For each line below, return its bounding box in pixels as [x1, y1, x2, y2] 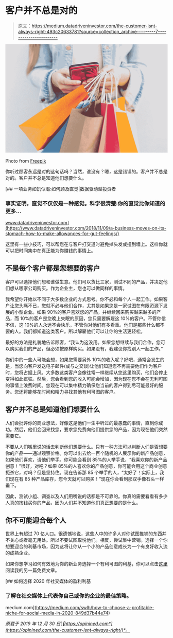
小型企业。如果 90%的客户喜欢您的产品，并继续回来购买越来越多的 [14, 309, 157, 315]
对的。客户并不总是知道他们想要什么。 [5, 174, 86, 181]
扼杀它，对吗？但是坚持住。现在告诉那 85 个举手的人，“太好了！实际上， [5, 469, 160, 475]
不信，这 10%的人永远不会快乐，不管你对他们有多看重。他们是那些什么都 [5, 322, 161, 328]
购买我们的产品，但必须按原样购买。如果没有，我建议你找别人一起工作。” [9, 345, 163, 351]
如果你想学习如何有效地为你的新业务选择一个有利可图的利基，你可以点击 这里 [5, 561, 168, 567]
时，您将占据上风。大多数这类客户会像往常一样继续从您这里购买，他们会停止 [5, 369, 168, 376]
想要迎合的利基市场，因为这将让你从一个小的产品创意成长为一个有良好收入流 [5, 543, 168, 550]
